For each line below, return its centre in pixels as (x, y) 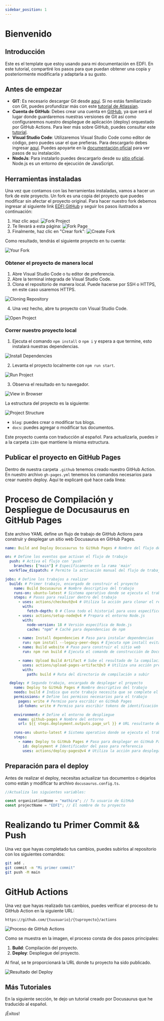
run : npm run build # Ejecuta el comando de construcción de (86, 652)
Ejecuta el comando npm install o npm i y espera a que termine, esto (82, 341)
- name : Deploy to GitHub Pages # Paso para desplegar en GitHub (86, 742)
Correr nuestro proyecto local (41, 330)
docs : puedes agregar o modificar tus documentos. (63, 427)
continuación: (19, 211)
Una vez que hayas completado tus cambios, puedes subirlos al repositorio (81, 849)
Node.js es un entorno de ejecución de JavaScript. (63, 163)
